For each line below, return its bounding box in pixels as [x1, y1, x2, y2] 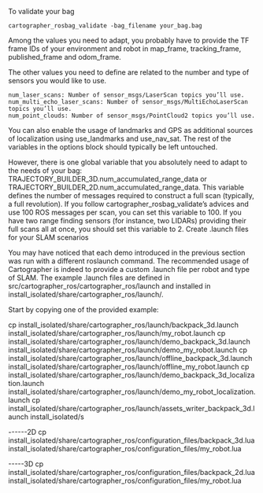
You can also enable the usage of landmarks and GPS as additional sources [8, 126, 254, 134]
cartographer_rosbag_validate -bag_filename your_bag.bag [8, 22, 202, 30]
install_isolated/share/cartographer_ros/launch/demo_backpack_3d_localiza [8, 370, 255, 380]
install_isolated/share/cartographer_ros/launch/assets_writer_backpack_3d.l [8, 404, 255, 413]
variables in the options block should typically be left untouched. [8, 142, 218, 152]
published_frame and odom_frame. [8, 53, 122, 61]
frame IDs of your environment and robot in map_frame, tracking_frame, [8, 44, 242, 53]
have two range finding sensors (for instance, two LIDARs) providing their [8, 216, 246, 225]
